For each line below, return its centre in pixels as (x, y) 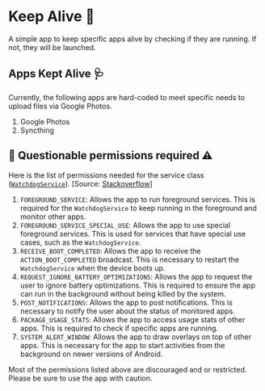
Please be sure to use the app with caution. (80, 378)
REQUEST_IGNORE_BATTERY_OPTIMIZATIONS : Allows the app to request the (136, 276)
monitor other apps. (53, 217)
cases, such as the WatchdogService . (80, 242)
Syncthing (37, 130)
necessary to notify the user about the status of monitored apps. (128, 311)
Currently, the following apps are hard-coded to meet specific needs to (126, 97)
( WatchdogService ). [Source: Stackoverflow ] (81, 183)
